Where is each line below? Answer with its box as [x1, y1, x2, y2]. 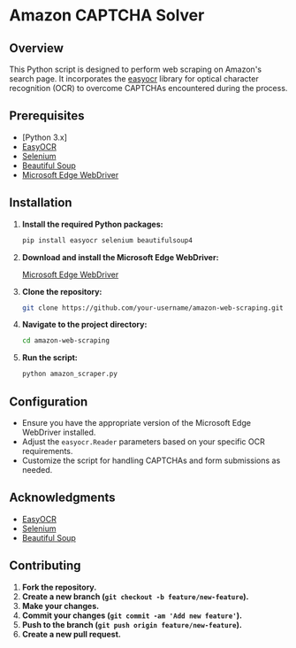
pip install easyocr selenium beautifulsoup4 [21, 235, 193, 244]
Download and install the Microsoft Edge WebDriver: [21, 251, 219, 262]
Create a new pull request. [21, 629, 121, 639]
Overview [9, 41, 65, 56]
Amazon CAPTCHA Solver [9, 5, 205, 26]
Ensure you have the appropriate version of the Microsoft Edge [21, 417, 252, 428]
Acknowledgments [9, 490, 117, 505]
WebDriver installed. [21, 427, 96, 437]
